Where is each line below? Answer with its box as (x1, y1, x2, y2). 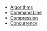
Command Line (10, 9, 42, 15)
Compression (10, 15, 38, 20)
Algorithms (10, 4, 33, 10)
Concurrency (10, 20, 38, 26)
